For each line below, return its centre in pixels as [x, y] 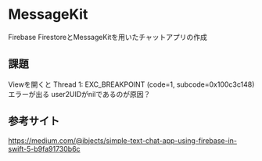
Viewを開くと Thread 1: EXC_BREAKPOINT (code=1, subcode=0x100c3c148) [131, 84]
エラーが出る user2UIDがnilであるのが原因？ [79, 94]
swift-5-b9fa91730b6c [44, 148]
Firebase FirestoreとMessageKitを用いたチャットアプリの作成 [108, 37]
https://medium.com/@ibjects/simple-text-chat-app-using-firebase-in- [122, 140]
